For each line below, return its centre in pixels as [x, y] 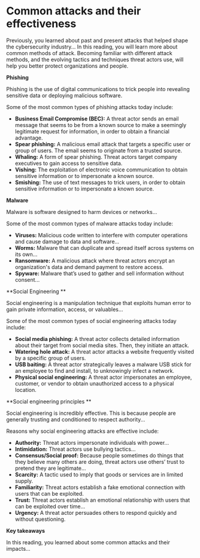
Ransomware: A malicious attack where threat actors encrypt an [95, 260]
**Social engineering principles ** [49, 401]
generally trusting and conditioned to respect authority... [76, 419]
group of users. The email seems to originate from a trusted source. [99, 150]
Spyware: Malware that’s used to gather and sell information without [99, 273]
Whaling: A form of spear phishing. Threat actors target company [96, 156]
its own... [26, 254]
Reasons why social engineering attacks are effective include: [83, 431]
